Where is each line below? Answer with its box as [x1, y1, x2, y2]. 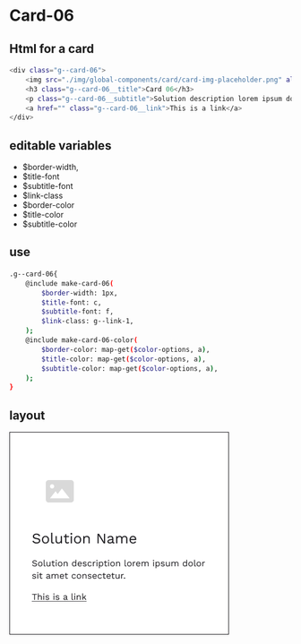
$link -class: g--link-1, [41, 317, 134, 326]
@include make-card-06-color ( [25, 336, 139, 345]
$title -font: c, [41, 297, 102, 307]
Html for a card [9, 41, 95, 56]
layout [9, 408, 46, 423]
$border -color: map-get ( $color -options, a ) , [41, 345, 211, 354]
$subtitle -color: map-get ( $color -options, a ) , [41, 364, 219, 373]
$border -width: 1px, [41, 288, 118, 297]
